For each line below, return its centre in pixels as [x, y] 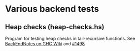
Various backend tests [52, 9]
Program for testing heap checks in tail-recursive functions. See [70, 38]
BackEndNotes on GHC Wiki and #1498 [45, 44]
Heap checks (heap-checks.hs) [55, 27]
